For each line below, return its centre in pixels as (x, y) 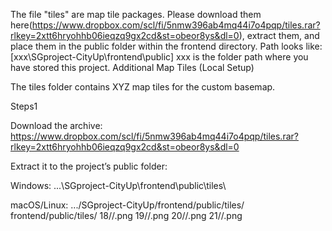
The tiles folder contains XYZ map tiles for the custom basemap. (143, 87)
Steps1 (24, 106)
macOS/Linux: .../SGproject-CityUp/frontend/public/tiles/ (127, 205)
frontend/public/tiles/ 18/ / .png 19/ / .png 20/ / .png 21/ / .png (126, 215)
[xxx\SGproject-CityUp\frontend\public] (92, 57)
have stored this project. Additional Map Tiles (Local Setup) (132, 67)
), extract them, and (279, 35)
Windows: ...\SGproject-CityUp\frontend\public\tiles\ (118, 185)
